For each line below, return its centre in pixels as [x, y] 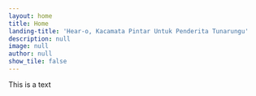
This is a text [30, 84]
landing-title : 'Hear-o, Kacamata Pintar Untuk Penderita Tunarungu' [129, 31]
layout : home [30, 16]
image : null [28, 46]
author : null [30, 54]
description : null [39, 39]
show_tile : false [38, 62]
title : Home [28, 24]
